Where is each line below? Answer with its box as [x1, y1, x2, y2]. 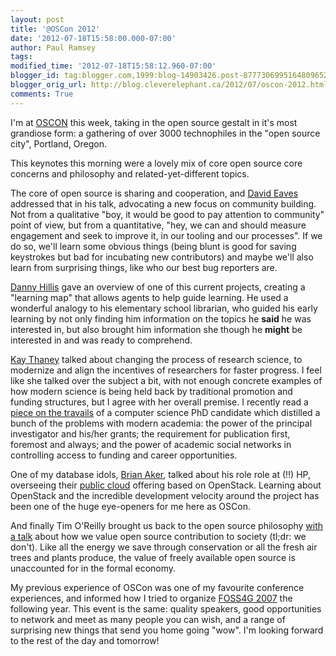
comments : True [10, 89, 74, 99]
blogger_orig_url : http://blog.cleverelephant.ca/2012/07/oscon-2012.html [10, 80, 329, 90]
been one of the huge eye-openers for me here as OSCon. [10, 500, 251, 512]
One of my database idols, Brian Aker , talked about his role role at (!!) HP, [10, 468, 311, 480]
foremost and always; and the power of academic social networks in [10, 438, 292, 450]
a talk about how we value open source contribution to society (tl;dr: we [10, 530, 307, 542]
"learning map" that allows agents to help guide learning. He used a [10, 291, 289, 303]
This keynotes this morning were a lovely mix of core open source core [10, 157, 303, 169]
